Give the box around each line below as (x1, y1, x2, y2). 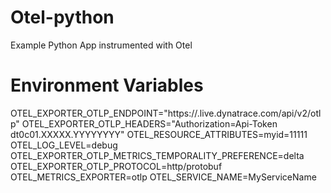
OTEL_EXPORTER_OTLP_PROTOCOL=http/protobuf (10, 160, 223, 172)
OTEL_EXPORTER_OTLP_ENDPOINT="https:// (10, 107, 198, 119)
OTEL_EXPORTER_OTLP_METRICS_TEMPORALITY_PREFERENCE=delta (10, 149, 305, 161)
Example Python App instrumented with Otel (10, 39, 193, 51)
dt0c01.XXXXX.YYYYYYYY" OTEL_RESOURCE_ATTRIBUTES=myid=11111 (10, 128, 308, 140)
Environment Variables (10, 74, 204, 97)
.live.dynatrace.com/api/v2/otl (196, 107, 322, 119)
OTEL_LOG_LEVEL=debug (10, 139, 118, 151)
